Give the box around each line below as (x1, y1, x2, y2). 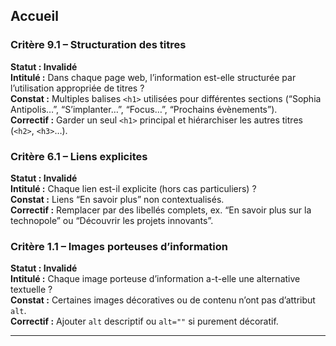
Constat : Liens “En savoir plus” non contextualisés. (10, 193, 225, 205)
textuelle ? (10, 284, 53, 296)
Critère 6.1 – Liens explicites (10, 149, 148, 163)
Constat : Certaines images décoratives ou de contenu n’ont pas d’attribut (10, 294, 316, 306)
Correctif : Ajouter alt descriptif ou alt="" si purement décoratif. (10, 315, 279, 328)
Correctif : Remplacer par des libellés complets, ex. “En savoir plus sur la (10, 204, 312, 216)
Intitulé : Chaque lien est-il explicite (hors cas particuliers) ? (10, 182, 257, 194)
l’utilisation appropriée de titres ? (10, 82, 145, 94)
